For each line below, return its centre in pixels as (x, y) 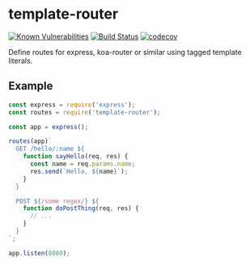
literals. (21, 61)
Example (31, 86)
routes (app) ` (30, 141)
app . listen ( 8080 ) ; (39, 253)
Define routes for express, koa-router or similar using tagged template (125, 52)
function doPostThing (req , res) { (81, 208)
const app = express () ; (49, 127)
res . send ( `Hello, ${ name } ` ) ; (79, 171)
